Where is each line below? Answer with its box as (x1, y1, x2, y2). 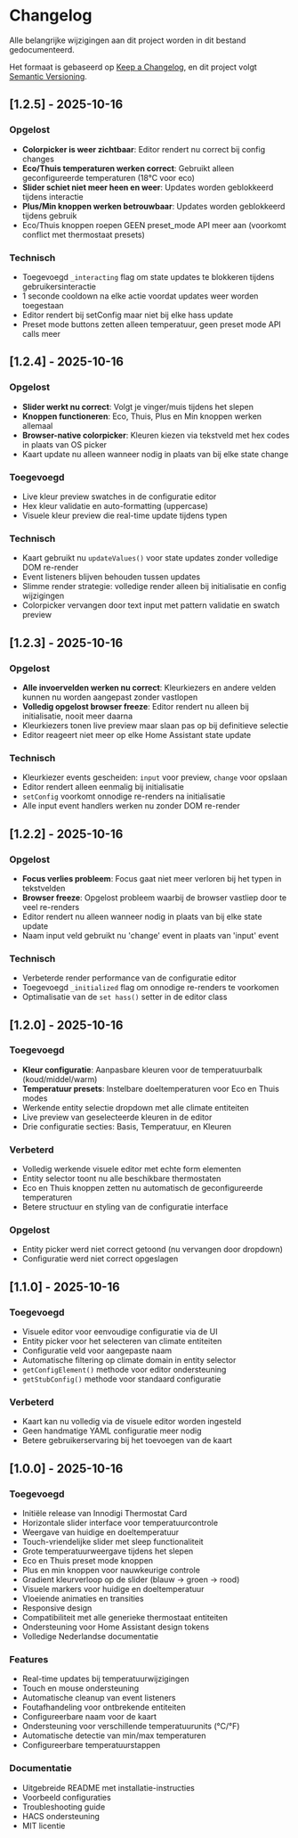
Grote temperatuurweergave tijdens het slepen (21, 1546, 194, 1556)
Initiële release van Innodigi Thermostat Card (21, 1508, 188, 1519)
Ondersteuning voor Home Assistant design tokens (21, 1621, 210, 1632)
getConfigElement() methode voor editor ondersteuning (21, 1365, 227, 1375)
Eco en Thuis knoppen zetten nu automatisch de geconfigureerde (21, 1183, 263, 1194)
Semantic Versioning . (9, 70, 87, 81)
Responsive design (21, 1603, 93, 1613)
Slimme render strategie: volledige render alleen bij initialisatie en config (21, 581, 287, 592)
